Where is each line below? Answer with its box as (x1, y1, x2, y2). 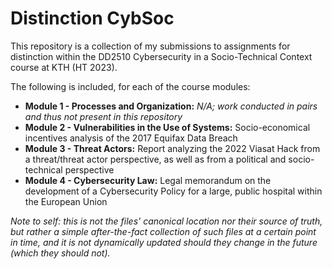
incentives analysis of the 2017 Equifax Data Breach (24, 132, 238, 144)
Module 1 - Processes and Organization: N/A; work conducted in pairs (24, 100, 318, 112)
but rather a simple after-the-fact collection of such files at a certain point (10, 225, 317, 237)
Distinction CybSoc (10, 7, 175, 30)
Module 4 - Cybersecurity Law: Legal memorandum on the (24, 174, 272, 186)
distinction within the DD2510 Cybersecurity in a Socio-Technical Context (10, 50, 313, 62)
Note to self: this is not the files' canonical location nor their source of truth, (10, 215, 323, 227)
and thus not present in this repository (24, 110, 183, 122)
